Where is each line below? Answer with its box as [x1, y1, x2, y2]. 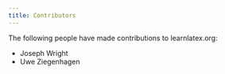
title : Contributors [8, 11, 77, 20]
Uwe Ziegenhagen [19, 57, 81, 66]
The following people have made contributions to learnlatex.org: [8, 33, 218, 43]
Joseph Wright [19, 48, 69, 57]
